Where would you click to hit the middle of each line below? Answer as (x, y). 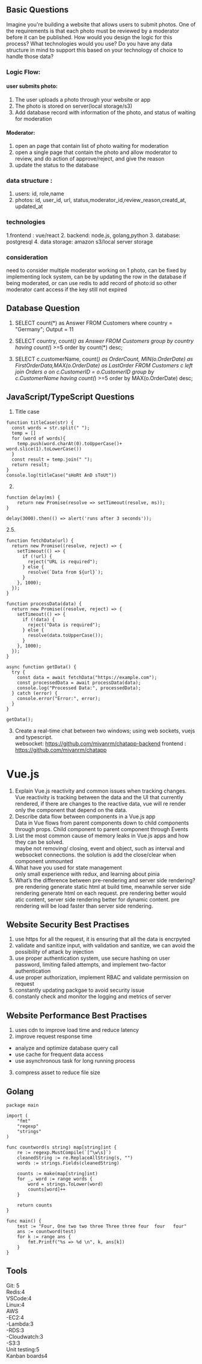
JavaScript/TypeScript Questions (70, 397)
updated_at (29, 206)
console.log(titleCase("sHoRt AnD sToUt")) (62, 475)
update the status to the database (57, 165)
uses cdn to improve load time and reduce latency (77, 1030)
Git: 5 (13, 1285)
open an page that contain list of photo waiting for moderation (92, 146)
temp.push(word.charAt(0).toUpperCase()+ (69, 444)
